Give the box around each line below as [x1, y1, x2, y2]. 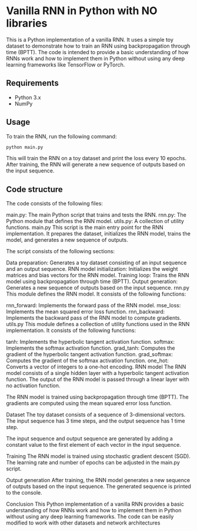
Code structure [6, 184, 63, 194]
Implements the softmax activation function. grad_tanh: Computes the [6, 344, 175, 351]
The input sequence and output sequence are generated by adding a [6, 435, 173, 442]
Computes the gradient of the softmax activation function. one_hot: [6, 357, 169, 364]
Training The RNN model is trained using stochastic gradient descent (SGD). [6, 453, 191, 460]
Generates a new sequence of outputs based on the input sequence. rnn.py [6, 284, 190, 291]
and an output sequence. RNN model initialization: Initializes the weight [6, 265, 178, 273]
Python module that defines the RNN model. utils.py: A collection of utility [6, 218, 184, 225]
